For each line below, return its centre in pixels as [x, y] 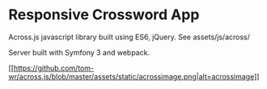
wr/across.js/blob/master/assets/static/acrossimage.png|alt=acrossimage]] [134, 76]
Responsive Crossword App [104, 15]
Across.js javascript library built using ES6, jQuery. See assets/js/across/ [129, 37]
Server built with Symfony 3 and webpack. [79, 52]
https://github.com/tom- [54, 68]
